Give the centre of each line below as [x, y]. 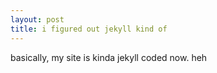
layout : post [37, 19]
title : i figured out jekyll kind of [89, 29]
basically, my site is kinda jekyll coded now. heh [109, 57]
